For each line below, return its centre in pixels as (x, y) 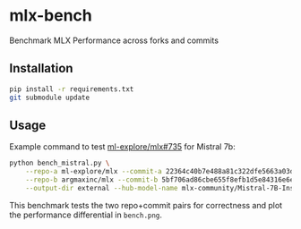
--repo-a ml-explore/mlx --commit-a (94, 172)
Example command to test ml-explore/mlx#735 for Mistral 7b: (122, 147)
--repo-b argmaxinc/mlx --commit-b (92, 180)
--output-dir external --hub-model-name (102, 188)
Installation (41, 68)
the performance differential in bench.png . (86, 215)
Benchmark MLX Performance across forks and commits (114, 40)
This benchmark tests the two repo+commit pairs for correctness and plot (146, 205)
